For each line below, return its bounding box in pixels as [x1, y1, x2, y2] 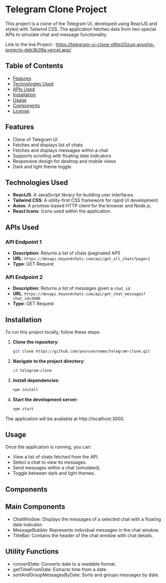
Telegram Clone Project [5, 4, 107, 15]
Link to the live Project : [5, 41, 55, 47]
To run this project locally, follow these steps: [5, 329, 101, 335]
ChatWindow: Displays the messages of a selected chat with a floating [12, 516, 161, 522]
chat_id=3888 [12, 296, 41, 301]
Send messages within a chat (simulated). [12, 465, 101, 471]
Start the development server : [12, 396, 78, 402]
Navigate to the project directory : [12, 358, 85, 364]
